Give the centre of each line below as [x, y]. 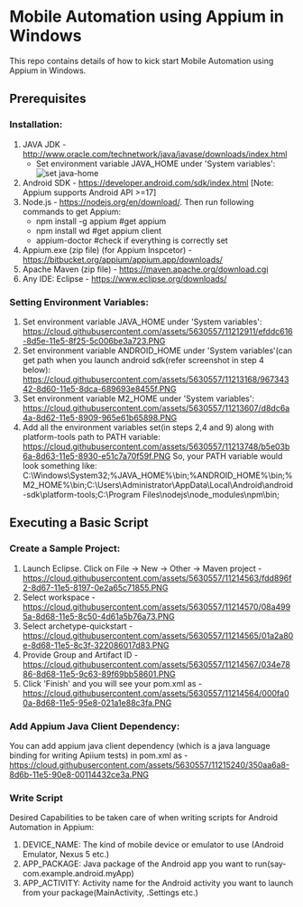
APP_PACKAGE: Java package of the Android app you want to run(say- [154, 864]
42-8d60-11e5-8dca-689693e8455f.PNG [99, 388]
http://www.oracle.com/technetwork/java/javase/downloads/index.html [155, 154]
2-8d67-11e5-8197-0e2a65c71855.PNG [95, 587]
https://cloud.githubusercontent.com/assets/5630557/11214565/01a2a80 [158, 635]
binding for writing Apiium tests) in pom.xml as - [99, 755]
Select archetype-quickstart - [78, 626]
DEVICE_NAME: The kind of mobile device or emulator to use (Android [153, 845]
